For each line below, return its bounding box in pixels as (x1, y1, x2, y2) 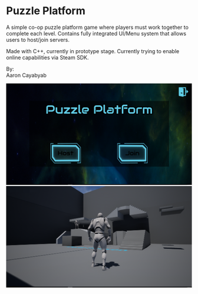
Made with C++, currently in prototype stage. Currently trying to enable (6, 47, 180, 54)
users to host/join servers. (6, 36, 70, 43)
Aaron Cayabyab (6, 71, 47, 79)
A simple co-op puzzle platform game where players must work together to (6, 24, 189, 31)
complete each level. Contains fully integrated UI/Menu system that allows (6, 30, 187, 37)
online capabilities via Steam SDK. (6, 54, 89, 61)
